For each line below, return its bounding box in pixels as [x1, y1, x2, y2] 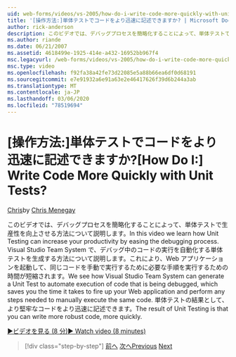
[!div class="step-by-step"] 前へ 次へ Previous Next [24, 342, 173, 350]
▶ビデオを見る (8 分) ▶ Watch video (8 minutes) [7, 327, 146, 335]
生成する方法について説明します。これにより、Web [31, 254, 180, 263]
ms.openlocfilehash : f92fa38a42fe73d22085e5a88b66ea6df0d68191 [7, 69, 197, 76]
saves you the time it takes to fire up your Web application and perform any [7, 287, 225, 296]
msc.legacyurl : [7, 56, 52, 63]
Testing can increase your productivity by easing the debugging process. [7, 237, 219, 245]
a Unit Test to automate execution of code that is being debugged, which [7, 280, 218, 288]
